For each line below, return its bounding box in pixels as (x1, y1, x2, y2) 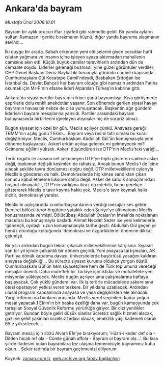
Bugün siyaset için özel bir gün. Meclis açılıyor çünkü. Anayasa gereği (5, 125, 146, 131)
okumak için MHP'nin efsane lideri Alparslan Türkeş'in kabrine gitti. (5, 85, 141, 91)
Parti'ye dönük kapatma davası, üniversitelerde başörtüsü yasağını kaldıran (5, 253, 157, 258)
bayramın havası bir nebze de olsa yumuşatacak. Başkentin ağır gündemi (5, 105, 153, 111)
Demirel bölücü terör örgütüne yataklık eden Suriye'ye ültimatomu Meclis (5, 207, 153, 213)
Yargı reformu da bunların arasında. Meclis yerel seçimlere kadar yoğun (5, 294, 150, 300)
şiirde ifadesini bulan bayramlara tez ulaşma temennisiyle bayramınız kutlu (5, 340, 156, 346)
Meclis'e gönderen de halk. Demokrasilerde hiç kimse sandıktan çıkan (5, 171, 146, 177)
